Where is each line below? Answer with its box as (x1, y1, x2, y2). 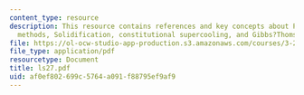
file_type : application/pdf (9, 47, 116, 56)
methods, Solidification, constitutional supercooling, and (17, 30, 249, 39)
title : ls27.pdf (9, 64, 71, 73)
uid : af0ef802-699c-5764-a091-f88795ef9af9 (9, 72, 176, 81)
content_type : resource (9, 13, 100, 23)
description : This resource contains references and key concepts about (9, 22, 290, 31)
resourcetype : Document (9, 55, 100, 64)
